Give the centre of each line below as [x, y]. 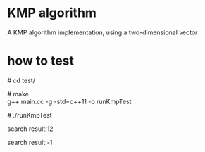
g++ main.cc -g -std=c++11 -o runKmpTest [69, 101]
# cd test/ [21, 80]
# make [18, 94]
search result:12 [31, 129]
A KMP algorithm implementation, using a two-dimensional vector [103, 32]
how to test [41, 61]
